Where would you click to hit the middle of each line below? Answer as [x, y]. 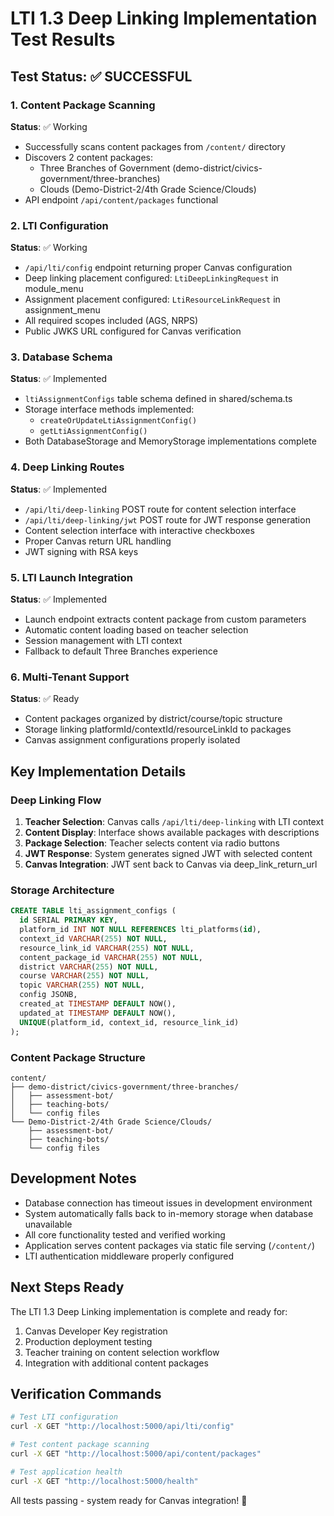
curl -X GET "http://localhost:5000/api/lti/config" [122, 1427]
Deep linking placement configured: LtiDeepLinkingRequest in [151, 278]
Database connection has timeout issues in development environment [168, 1203]
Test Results [63, 39]
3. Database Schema [61, 357]
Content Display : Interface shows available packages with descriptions [172, 833]
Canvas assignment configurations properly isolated [132, 740]
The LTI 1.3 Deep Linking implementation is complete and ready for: [149, 1311]
